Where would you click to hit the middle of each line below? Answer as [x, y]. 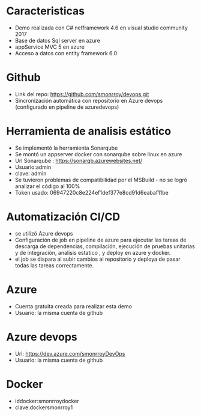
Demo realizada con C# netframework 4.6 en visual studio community [101, 28]
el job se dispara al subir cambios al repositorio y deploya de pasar [98, 259]
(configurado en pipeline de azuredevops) [67, 107]
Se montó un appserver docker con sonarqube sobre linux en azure [98, 154]
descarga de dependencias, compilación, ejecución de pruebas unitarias [105, 246]
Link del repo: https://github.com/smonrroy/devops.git [82, 94]
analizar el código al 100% [47, 186]
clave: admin [31, 173]
